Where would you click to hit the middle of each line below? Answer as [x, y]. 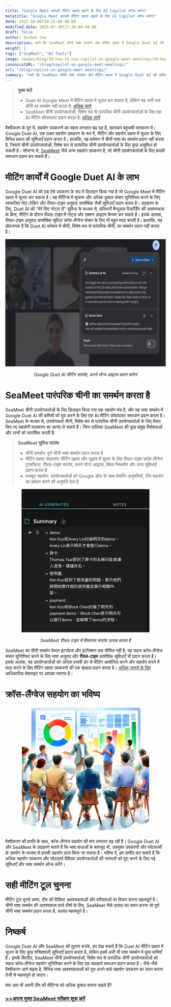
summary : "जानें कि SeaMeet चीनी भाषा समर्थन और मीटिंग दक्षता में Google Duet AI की [81, 75]
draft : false [19, 32]
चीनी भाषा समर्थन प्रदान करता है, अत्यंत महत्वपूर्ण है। [47, 911]
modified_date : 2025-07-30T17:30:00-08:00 [51, 27]
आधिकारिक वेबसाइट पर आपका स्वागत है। [39, 673]
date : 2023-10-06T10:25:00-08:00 [41, 21]
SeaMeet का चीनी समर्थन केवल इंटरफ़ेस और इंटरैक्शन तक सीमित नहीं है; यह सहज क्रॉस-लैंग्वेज [84, 651]
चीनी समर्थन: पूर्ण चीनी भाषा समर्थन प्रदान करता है [64, 453]
